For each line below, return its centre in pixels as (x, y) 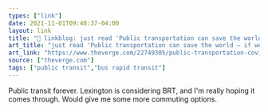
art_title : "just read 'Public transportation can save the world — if (130, 46)
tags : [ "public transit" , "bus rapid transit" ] (87, 68)
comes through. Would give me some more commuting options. (113, 99)
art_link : (25, 53)
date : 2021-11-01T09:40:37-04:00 (64, 23)
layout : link (30, 30)
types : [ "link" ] (35, 16)
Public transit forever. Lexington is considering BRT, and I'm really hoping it (132, 90)
